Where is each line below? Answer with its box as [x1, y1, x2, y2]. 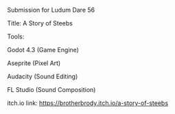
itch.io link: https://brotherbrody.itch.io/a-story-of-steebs [7, 99, 169, 107]
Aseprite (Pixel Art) [7, 59, 61, 67]
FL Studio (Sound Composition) [7, 86, 96, 93]
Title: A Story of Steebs [7, 19, 73, 27]
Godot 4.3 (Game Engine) [7, 46, 79, 54]
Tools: [7, 32, 25, 41]
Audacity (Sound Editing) [7, 72, 78, 80]
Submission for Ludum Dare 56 [7, 6, 95, 14]
